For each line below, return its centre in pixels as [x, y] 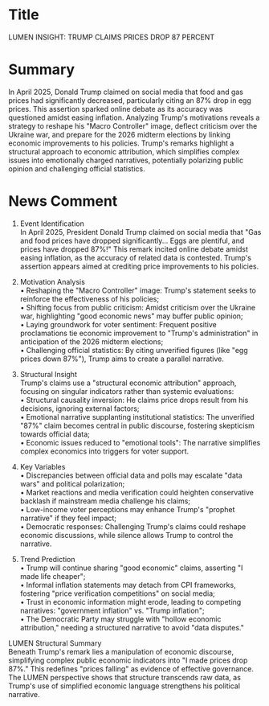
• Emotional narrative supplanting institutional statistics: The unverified [137, 417]
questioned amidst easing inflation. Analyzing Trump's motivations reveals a [134, 117]
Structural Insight [49, 374]
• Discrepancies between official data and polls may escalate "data [131, 475]
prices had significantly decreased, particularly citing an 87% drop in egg [130, 100]
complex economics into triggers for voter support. [104, 451]
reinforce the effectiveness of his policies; [89, 298]
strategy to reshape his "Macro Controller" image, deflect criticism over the [133, 125]
